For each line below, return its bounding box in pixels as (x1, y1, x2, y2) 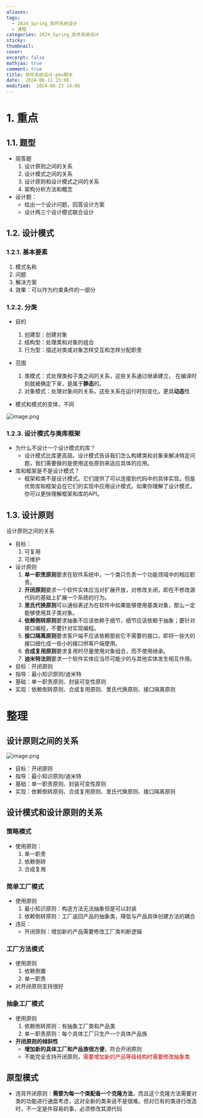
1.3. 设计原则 (6, 509, 54, 520)
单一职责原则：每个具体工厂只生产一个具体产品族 (24, 1030, 148, 1037)
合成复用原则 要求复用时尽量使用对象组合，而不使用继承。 (24, 647, 169, 655)
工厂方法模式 (6, 945, 45, 953)
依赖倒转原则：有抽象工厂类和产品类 (24, 1022, 116, 1029)
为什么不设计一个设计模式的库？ (15, 445, 96, 452)
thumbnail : (6, 43, 34, 50)
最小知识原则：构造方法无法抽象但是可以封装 (24, 905, 137, 912)
